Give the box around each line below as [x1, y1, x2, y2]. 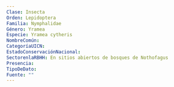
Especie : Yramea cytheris [6, 32, 72, 38]
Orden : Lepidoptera [6, 15, 56, 21]
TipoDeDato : [6, 66, 37, 72]
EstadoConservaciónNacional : [6, 49, 81, 55]
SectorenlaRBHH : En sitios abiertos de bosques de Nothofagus [6, 55, 168, 61]
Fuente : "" [6, 72, 34, 78]
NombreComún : [6, 37, 40, 43]
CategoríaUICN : [6, 43, 45, 50]
